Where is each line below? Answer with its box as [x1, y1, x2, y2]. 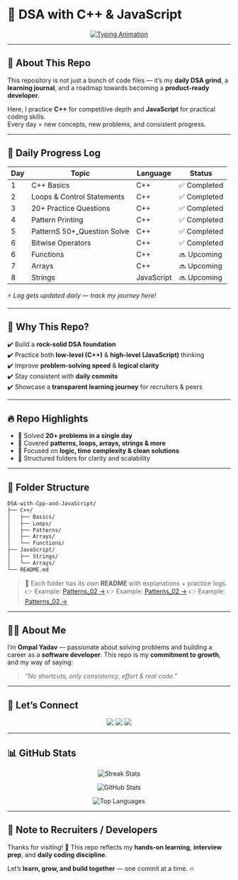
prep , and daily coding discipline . [7, 850, 108, 859]
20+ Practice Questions [31, 203, 110, 213]
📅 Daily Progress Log [7, 147, 101, 159]
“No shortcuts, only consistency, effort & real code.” [24, 672, 178, 681]
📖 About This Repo [7, 57, 91, 70]
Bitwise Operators [31, 238, 91, 248]
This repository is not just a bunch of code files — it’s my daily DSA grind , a [7, 76, 229, 84]
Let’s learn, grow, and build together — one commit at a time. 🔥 [7, 864, 195, 872]
